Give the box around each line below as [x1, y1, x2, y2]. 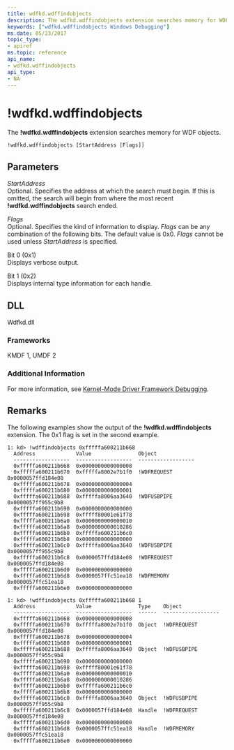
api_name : [7, 56, 36, 63]
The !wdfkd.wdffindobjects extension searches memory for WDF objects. [7, 128, 221, 137]
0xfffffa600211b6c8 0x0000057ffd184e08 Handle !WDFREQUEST [13, 707, 198, 714]
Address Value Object [13, 450, 157, 457]
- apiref [7, 43, 33, 50]
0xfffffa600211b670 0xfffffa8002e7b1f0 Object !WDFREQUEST [13, 622, 198, 628]
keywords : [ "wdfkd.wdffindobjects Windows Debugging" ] [7, 23, 170, 30]
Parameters [7, 161, 59, 172]
